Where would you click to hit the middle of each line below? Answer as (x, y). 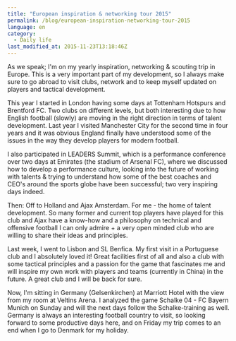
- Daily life (33, 40)
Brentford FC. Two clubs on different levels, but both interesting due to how (117, 110)
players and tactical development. (56, 89)
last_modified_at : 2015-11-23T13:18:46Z (68, 47)
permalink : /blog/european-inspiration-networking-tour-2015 (99, 20)
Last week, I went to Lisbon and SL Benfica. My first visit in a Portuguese (113, 249)
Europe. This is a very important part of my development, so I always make (116, 74)
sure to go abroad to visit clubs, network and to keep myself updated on (112, 82)
